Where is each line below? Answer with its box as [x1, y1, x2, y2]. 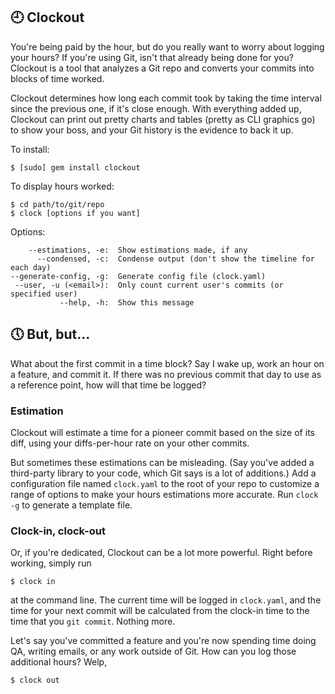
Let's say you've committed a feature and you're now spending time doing [10, 635, 317, 647]
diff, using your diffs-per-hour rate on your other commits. [10, 437, 250, 449]
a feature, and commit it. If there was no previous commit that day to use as [10, 368, 322, 380]
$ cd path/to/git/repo [10, 199, 105, 209]
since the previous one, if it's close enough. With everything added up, [10, 102, 302, 114]
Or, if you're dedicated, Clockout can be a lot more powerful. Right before [10, 547, 313, 559]
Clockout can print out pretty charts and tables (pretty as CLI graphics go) [10, 113, 316, 125]
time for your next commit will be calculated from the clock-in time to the [10, 605, 310, 617]
